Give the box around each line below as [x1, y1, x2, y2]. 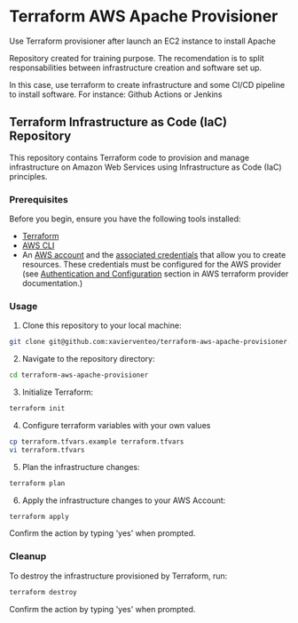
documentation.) [21, 278, 83, 289]
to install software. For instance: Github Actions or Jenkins [9, 89, 223, 100]
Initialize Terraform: [21, 387, 94, 397]
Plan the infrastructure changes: [21, 461, 140, 472]
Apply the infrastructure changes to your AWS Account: [21, 495, 226, 506]
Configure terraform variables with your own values [21, 419, 211, 430]
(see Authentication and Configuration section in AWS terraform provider [21, 268, 289, 279]
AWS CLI [21, 240, 55, 251]
